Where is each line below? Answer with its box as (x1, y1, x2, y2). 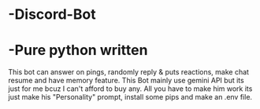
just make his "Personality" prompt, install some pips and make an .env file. (8, 93, 253, 102)
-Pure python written (8, 42, 148, 60)
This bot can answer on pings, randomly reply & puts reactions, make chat (8, 67, 250, 77)
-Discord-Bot (8, 5, 96, 24)
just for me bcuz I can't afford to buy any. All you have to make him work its (8, 84, 253, 93)
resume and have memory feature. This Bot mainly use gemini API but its (8, 76, 244, 85)
